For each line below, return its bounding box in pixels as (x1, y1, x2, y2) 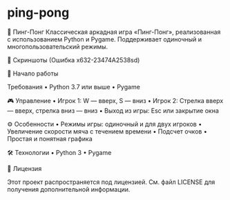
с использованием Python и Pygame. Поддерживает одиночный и (7, 35, 202, 43)
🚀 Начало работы (7, 69, 59, 78)
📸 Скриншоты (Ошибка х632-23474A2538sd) (7, 55, 140, 64)
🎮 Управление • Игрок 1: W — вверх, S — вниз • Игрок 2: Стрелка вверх (7, 96, 224, 104)
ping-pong (7, 5, 70, 21)
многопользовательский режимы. (7, 42, 108, 51)
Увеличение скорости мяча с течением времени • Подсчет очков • (7, 127, 207, 136)
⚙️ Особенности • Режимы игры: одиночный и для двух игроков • (7, 120, 202, 128)
